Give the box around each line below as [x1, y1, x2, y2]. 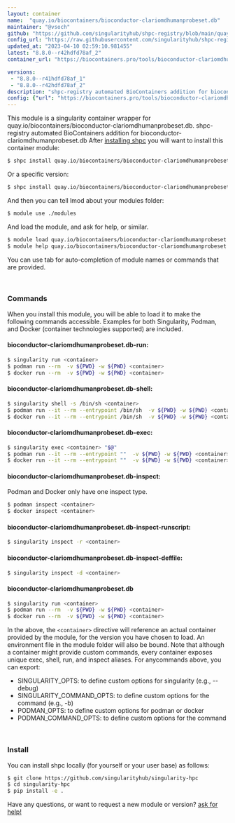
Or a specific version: [7, 170, 69, 178]
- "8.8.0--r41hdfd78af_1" [10, 75, 86, 82]
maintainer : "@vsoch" [7, 23, 71, 30]
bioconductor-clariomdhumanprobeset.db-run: [7, 341, 149, 349]
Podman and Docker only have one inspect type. [7, 488, 148, 496]
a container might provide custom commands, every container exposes [7, 648, 213, 657]
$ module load [7, 236, 49, 243]
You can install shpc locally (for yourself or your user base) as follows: [7, 761, 210, 769]
